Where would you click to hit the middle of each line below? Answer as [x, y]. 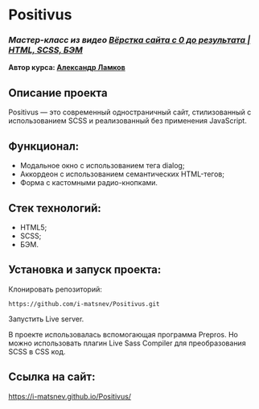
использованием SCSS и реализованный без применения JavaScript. [127, 121]
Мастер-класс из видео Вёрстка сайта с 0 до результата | [129, 40]
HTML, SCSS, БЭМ [45, 50]
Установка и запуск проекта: [85, 270]
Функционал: [44, 146]
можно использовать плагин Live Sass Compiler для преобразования [127, 343]
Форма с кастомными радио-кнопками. [89, 183]
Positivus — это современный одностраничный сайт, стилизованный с [130, 112]
